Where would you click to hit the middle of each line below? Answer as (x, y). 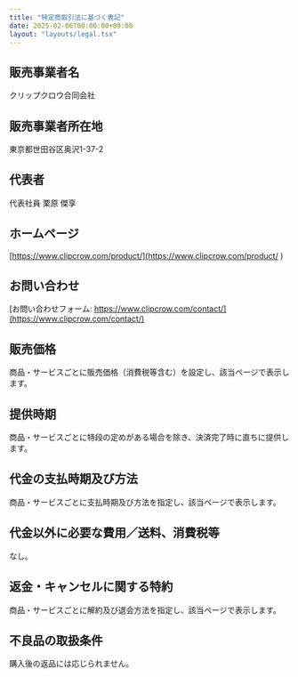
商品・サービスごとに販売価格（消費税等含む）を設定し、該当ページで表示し (149, 372)
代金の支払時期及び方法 (73, 479)
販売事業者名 (44, 72)
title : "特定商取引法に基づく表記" (67, 17)
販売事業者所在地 (56, 126)
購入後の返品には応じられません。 (72, 664)
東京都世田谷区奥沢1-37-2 (56, 149)
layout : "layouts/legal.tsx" (63, 34)
